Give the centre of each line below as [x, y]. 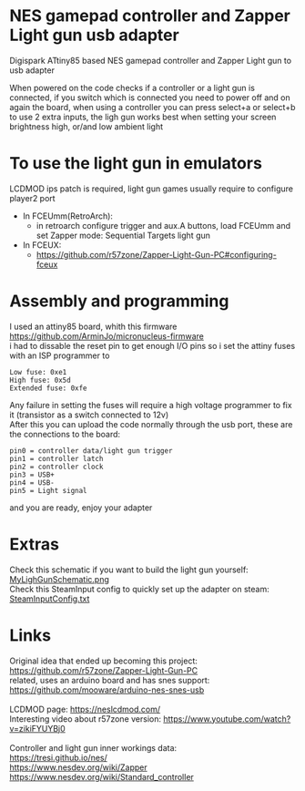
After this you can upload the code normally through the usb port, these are [151, 424]
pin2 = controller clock [56, 467]
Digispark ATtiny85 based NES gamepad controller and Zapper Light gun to [151, 60]
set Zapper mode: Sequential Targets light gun [123, 235]
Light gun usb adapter [94, 35]
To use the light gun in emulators [136, 164]
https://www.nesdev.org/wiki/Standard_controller [102, 776]
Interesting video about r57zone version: [86, 719]
